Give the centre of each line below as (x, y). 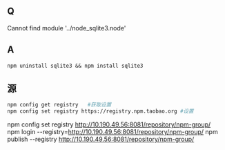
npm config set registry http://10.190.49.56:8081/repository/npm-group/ (109, 124)
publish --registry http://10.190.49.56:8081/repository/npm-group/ (101, 139)
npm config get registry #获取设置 (59, 105)
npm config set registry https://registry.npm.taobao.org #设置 (100, 111)
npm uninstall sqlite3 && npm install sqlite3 (75, 66)
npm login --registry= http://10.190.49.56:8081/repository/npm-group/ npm (113, 132)
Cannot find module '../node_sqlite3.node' (67, 28)
